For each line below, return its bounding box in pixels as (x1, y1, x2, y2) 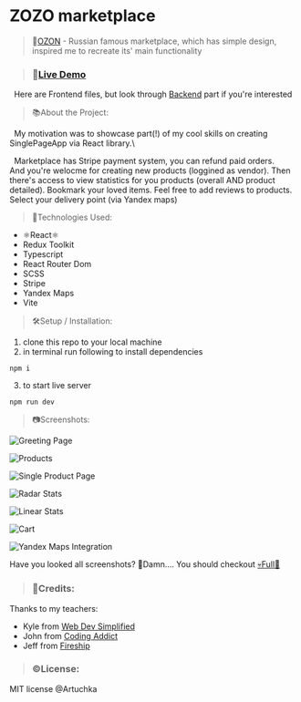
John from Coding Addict (22, 630, 119, 641)
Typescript (22, 249, 64, 260)
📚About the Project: (31, 107, 109, 119)
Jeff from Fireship (22, 640, 91, 651)
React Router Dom (22, 259, 92, 270)
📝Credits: (31, 583, 75, 595)
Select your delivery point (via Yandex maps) (9, 194, 178, 205)
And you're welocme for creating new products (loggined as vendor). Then (9, 165, 291, 176)
